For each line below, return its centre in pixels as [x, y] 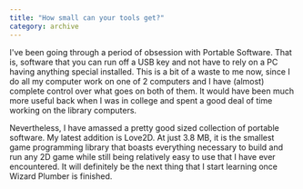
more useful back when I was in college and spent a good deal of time [141, 100]
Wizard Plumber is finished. [61, 176]
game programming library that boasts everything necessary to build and [146, 147]
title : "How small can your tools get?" [87, 18]
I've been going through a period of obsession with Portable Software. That [151, 52]
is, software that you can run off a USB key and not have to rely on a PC [144, 62]
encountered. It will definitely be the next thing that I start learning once [144, 166]
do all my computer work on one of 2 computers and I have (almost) [137, 81]
